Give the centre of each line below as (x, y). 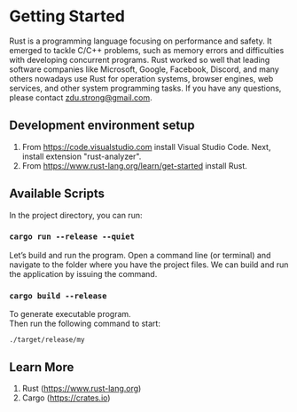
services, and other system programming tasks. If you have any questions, (145, 88)
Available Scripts (57, 194)
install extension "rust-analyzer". (82, 156)
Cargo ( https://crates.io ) (66, 398)
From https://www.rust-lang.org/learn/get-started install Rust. (135, 165)
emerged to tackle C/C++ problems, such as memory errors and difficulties (147, 50)
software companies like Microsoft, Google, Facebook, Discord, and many (144, 69)
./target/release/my (47, 340)
